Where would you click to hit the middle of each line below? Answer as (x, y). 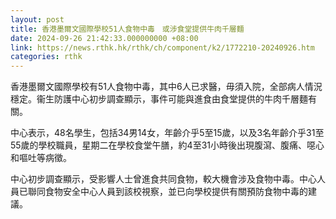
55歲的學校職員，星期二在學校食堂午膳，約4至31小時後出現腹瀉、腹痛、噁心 (167, 145)
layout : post (37, 19)
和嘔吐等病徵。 (41, 158)
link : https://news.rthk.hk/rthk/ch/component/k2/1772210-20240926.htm (162, 47)
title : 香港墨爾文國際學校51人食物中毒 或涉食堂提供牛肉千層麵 (127, 29)
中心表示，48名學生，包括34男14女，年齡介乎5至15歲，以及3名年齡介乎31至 (167, 133)
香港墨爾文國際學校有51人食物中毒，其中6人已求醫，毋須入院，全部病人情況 (166, 87)
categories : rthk (46, 57)
